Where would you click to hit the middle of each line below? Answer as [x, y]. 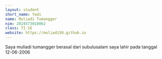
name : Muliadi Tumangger [31, 19]
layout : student [22, 10]
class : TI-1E [19, 28]
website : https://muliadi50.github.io [46, 33]
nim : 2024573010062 [26, 24]
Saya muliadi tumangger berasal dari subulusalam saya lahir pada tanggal [81, 47]
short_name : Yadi [23, 14]
